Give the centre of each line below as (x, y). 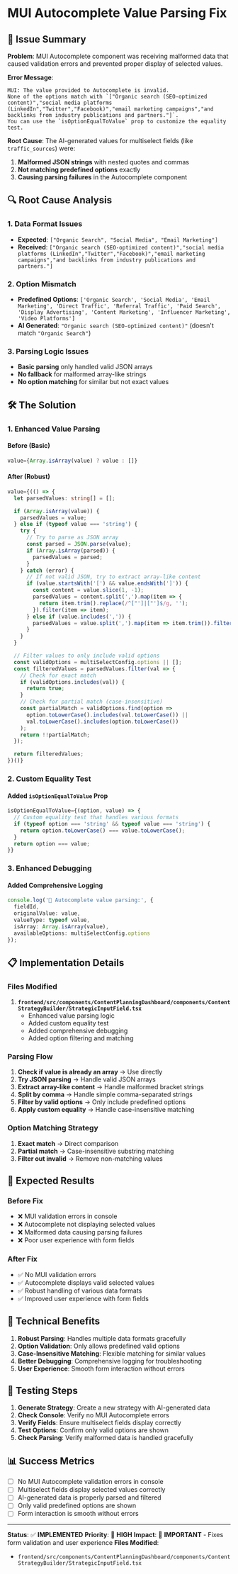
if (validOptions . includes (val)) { (73, 682)
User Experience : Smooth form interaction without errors (101, 1368)
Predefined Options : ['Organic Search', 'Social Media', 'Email (114, 299)
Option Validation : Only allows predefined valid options (99, 1346)
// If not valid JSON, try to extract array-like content (113, 577)
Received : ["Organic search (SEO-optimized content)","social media (121, 247)
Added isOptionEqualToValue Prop (58, 796)
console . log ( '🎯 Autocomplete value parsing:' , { (80, 900)
